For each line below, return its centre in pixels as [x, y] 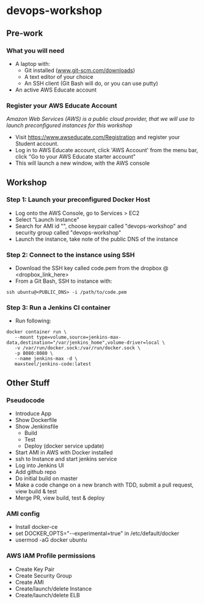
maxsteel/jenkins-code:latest [53, 364]
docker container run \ [37, 332]
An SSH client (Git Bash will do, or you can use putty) [91, 83]
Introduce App [33, 413]
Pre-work [25, 33]
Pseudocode [25, 400]
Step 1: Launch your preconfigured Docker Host [78, 200]
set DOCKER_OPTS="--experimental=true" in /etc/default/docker [97, 533]
